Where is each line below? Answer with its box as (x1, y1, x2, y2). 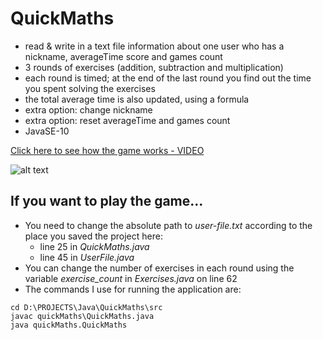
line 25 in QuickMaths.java (39, 240, 150, 252)
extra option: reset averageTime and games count (24, 114, 231, 126)
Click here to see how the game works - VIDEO (10, 144, 205, 156)
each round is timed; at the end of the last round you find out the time (24, 72, 312, 84)
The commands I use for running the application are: (24, 283, 242, 295)
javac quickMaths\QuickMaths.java (10, 311, 155, 321)
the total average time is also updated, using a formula (24, 93, 250, 105)
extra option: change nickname (24, 103, 153, 116)
